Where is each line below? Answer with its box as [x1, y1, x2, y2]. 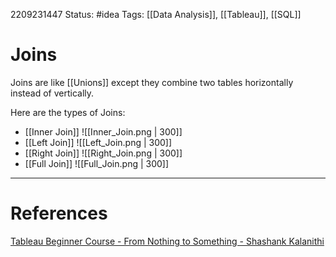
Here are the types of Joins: [10, 106, 126, 118]
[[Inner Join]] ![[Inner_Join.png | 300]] [24, 125, 183, 138]
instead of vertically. [10, 87, 95, 99]
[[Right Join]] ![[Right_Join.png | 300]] [24, 147, 183, 159]
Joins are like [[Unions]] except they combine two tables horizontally [10, 76, 294, 88]
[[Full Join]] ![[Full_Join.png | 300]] [24, 157, 170, 169]
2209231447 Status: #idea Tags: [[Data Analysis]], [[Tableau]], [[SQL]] [10, 9, 302, 20]
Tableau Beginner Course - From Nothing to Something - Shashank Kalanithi [10, 235, 325, 247]
